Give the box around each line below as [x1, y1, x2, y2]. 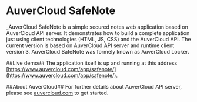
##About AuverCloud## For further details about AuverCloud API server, [6, 83, 182, 90]
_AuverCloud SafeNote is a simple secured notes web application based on [6, 23, 188, 30]
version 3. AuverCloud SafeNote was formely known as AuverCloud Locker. [6, 48, 189, 55]
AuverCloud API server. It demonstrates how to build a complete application [6, 29, 190, 36]
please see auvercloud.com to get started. [6, 89, 109, 96]
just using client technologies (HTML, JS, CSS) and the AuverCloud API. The [6, 36, 191, 43]
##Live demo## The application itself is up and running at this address [6, 59, 178, 66]
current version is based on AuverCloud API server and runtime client [6, 42, 175, 49]
